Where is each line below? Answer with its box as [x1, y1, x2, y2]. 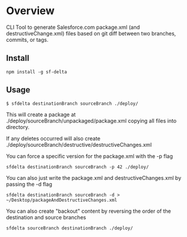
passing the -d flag [6, 180, 53, 187]
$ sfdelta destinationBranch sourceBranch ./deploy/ [6, 100, 139, 107]
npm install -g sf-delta [6, 69, 67, 75]
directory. [6, 123, 29, 130]
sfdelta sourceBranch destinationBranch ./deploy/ [6, 225, 133, 231]
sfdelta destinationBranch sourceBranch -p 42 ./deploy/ [6, 164, 149, 170]
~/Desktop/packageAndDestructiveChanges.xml [6, 197, 117, 203]
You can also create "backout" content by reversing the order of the [6, 208, 171, 215]
